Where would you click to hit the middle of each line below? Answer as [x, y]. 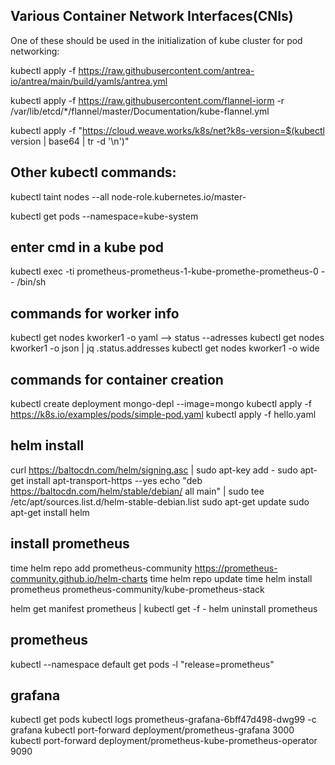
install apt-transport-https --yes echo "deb [114, 480]
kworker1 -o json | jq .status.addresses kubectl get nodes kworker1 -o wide [165, 348]
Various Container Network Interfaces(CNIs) [152, 16]
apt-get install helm [50, 512]
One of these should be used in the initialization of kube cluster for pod [156, 40]
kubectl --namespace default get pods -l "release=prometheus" [142, 664]
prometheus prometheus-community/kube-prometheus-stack [137, 589]
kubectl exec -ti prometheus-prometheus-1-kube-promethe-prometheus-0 [164, 271]
